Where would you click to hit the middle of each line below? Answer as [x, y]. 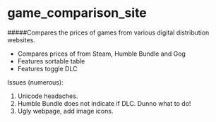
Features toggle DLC [47, 68]
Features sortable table [51, 61]
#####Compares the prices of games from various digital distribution [108, 32]
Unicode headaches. [48, 96]
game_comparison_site [77, 13]
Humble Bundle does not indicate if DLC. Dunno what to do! [104, 103]
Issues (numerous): [35, 82]
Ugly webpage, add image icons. [65, 111]
